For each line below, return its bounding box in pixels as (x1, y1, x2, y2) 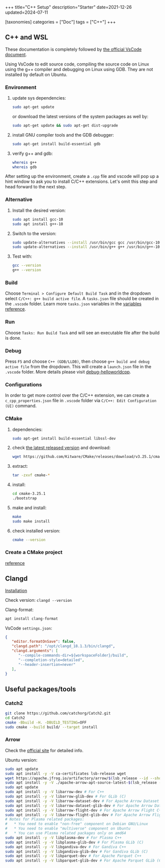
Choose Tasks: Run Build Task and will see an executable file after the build (5, 330, 160, 336)
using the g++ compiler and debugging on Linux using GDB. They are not (5, 66, 153, 72)
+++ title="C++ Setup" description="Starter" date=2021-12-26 (5, 4, 132, 10)
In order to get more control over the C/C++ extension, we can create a (5, 392, 149, 398)
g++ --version (12, 268, 41, 273)
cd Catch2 (5, 715, 26, 720)
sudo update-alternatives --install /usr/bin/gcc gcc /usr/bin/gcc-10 (12, 240, 160, 245)
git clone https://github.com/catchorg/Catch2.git (5, 711, 111, 716)
